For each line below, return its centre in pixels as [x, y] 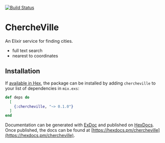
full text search [27, 50]
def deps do [17, 97]
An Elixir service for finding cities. [39, 41]
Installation [23, 71]
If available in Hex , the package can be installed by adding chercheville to [81, 83]
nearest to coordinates [35, 56]
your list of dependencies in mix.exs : [42, 88]
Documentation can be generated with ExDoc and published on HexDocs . [80, 125]
